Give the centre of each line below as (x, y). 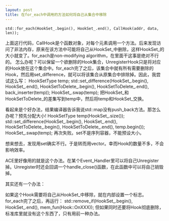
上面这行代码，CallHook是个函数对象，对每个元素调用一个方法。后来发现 (81, 43)
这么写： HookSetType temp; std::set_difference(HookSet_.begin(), (79, 81)
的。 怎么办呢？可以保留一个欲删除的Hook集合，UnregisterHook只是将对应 (83, 62)
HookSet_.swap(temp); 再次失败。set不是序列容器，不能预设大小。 (75, 133)
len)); (12, 33)
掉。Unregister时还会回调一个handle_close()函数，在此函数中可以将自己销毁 (84, 167)
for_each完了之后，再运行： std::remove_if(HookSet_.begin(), (69, 201)
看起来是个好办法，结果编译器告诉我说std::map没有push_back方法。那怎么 (83, 109)
